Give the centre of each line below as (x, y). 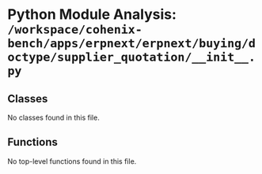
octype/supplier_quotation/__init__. (132, 57)
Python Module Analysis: (92, 15)
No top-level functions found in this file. (72, 161)
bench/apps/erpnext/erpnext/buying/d (132, 44)
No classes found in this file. (53, 117)
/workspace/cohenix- (75, 30)
